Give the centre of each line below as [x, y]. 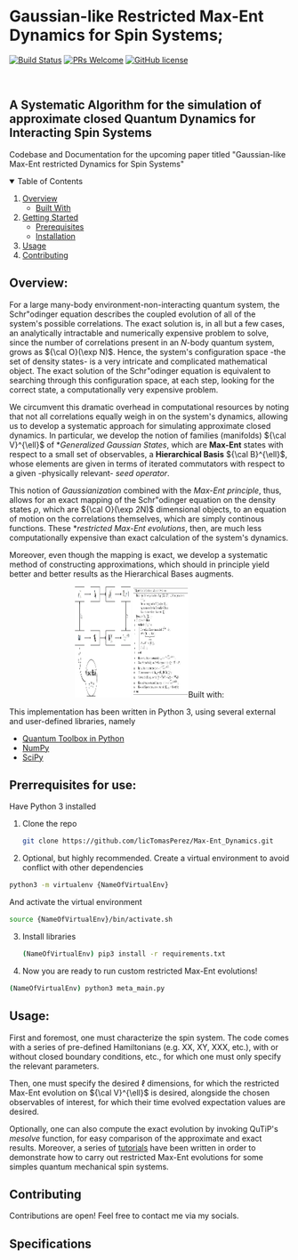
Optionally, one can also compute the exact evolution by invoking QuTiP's [144, 1128]
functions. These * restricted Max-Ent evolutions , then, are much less [136, 528]
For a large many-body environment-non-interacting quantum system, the [145, 304]
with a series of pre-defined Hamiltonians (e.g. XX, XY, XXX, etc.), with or [144, 1046]
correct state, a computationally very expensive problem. [114, 390]
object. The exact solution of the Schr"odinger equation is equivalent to [140, 370]
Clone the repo [49, 824]
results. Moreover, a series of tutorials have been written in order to [133, 1147]
